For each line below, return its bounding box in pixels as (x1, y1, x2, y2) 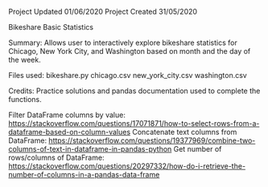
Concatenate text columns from (132, 128, 237, 136)
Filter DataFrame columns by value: (8, 110, 126, 120)
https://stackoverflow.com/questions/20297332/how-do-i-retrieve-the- (8, 161, 246, 171)
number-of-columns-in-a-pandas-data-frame (8, 170, 160, 179)
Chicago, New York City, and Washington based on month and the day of (8, 47, 251, 55)
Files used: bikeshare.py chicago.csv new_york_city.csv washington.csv (8, 71, 247, 79)
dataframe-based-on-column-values (8, 128, 131, 136)
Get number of (173, 144, 222, 153)
